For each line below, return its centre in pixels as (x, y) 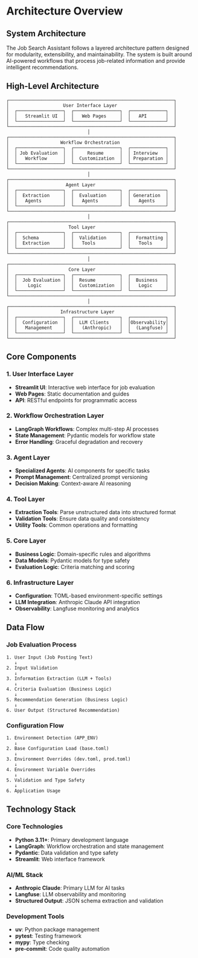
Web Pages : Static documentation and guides (72, 394)
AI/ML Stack (25, 875)
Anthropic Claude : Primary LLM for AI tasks (70, 888)
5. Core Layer (26, 541)
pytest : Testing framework (48, 936)
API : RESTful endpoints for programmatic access (76, 400)
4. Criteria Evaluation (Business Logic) (59, 689)
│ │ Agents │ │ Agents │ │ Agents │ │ (91, 201)
